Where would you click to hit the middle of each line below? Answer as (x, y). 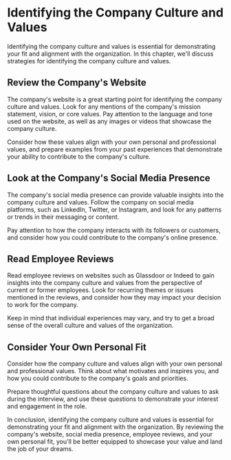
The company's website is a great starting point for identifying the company (114, 99)
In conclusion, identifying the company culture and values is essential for (111, 420)
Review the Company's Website (77, 83)
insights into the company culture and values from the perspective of (105, 283)
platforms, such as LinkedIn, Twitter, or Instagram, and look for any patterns (114, 209)
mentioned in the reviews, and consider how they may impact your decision (114, 297)
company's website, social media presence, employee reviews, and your (110, 435)
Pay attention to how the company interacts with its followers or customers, (114, 230)
